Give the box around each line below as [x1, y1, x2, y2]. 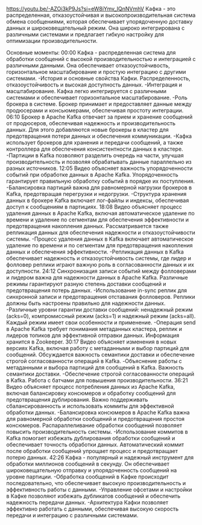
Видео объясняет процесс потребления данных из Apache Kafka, [6, 383, 175, 390]
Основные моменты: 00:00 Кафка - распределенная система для [6, 49, 176, 56]
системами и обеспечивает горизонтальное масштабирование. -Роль [6, 94, 188, 101]
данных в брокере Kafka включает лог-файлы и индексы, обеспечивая [6, 197, 189, 204]
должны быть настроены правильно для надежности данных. [6, 299, 166, 307]
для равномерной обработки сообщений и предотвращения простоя [6, 416, 185, 422]
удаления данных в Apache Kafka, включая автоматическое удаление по [6, 210, 195, 217]
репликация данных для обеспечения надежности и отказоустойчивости [6, 229, 196, 236]
